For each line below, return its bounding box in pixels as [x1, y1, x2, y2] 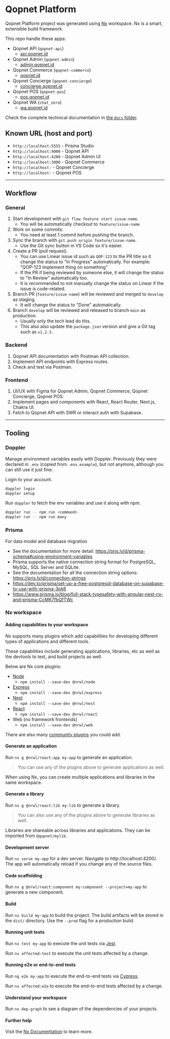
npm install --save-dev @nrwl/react [20, 711, 98, 717]
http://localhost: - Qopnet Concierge [12, 164, 95, 170]
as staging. [12, 297, 36, 303]
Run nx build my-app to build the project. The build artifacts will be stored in [5, 912, 164, 918]
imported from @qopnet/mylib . [5, 833, 67, 839]
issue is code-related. [20, 285, 66, 292]
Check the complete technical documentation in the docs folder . [5, 114, 138, 120]
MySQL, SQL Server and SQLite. [12, 564, 80, 570]
